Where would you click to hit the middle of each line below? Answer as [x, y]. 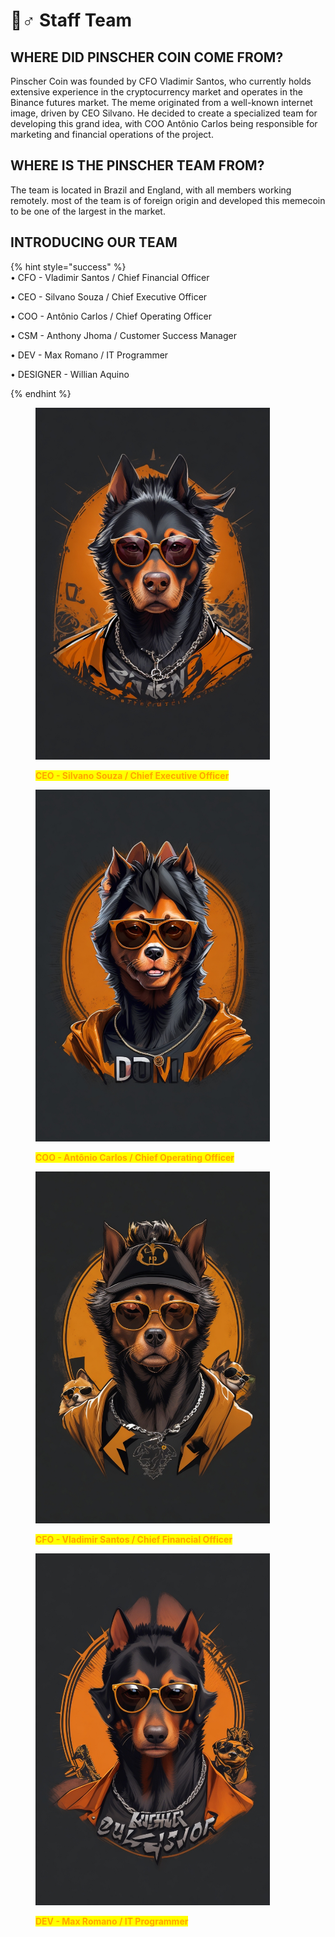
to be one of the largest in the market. [88, 211]
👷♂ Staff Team [71, 20]
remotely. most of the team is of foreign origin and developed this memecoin [168, 200]
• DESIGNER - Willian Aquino [70, 374]
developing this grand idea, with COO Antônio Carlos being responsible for [164, 123]
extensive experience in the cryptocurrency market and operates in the [156, 92]
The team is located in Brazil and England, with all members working [151, 190]
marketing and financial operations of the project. [112, 134]
